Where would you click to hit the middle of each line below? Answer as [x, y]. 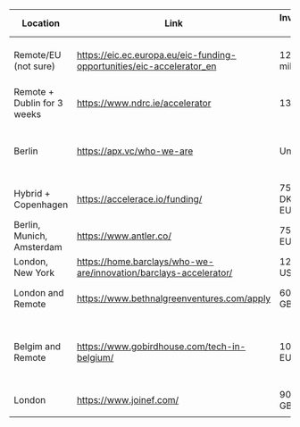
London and [39, 293]
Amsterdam [38, 247]
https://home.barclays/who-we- [145, 261]
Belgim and [37, 346]
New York [34, 273]
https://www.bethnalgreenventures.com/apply [174, 298]
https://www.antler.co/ [124, 236]
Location [41, 23]
